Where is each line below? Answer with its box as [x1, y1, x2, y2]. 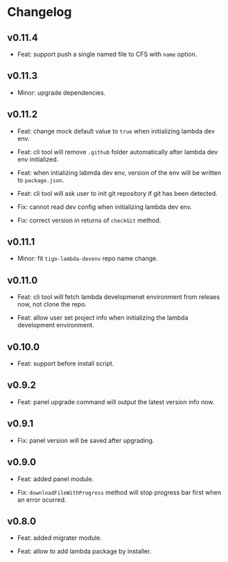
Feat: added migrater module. [17, 534, 103, 542]
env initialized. [17, 155, 59, 163]
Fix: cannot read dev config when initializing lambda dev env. [17, 202, 193, 211]
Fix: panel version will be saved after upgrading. [17, 436, 155, 444]
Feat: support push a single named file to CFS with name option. [17, 50, 198, 58]
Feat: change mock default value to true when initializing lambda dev [17, 127, 215, 135]
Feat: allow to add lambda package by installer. [17, 547, 152, 556]
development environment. [17, 321, 95, 329]
